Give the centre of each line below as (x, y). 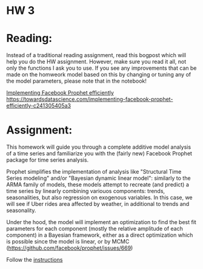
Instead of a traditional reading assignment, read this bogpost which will (96, 55)
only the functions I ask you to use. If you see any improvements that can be (101, 68)
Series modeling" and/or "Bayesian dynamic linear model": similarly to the (98, 178)
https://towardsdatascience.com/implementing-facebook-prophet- (90, 99)
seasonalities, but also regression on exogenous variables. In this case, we (99, 197)
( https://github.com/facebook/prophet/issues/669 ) (70, 248)
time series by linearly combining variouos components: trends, (86, 191)
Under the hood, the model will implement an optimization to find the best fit (101, 222)
